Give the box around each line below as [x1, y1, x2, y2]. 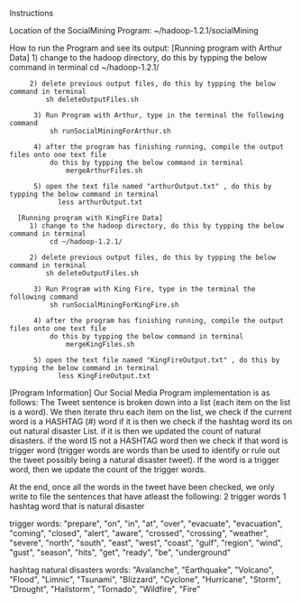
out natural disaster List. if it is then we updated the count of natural [9, 426, 261, 436]
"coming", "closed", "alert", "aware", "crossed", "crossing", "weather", [9, 528, 269, 538]
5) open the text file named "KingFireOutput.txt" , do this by [32, 356, 280, 365]
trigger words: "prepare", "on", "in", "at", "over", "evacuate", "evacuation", [9, 518, 283, 529]
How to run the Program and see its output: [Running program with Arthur [9, 42, 283, 53]
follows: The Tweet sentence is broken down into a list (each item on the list [9, 397, 291, 407]
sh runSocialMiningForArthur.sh [49, 126, 171, 135]
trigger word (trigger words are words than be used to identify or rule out [9, 445, 281, 455]
